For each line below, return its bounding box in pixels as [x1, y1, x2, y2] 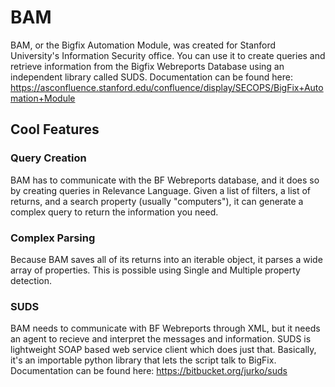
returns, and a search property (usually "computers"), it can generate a [10, 195, 304, 207]
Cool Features [10, 121, 100, 138]
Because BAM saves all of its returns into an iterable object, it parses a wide [10, 253, 323, 265]
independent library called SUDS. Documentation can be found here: [10, 71, 293, 83]
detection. [10, 274, 53, 286]
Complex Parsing [10, 231, 96, 245]
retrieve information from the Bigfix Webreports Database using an [10, 60, 285, 72]
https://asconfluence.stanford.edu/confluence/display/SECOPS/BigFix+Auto [10, 81, 324, 93]
